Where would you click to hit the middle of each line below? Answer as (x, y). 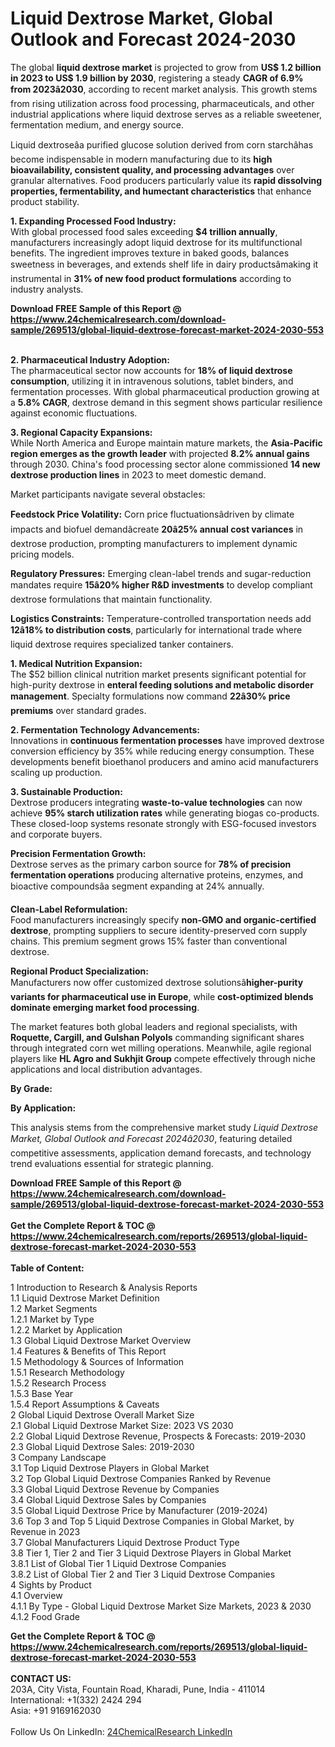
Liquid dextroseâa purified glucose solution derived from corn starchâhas (162, 144)
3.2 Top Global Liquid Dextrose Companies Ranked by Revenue (141, 1478)
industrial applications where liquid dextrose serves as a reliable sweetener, (166, 114)
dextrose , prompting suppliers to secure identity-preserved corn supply (159, 930)
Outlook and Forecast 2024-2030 (153, 39)
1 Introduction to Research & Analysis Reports (104, 1287)
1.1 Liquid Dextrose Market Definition (85, 1298)
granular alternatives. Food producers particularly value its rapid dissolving (166, 180)
